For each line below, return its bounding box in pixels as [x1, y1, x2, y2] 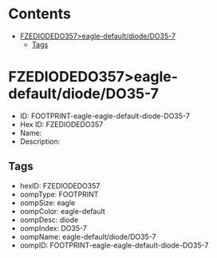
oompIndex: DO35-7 [19, 223, 88, 232]
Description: [19, 137, 61, 146]
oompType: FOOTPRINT [19, 189, 99, 199]
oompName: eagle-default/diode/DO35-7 [19, 232, 156, 241]
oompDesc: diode [19, 215, 79, 224]
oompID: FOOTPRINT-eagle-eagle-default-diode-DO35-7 [19, 240, 209, 250]
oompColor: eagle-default [19, 206, 105, 216]
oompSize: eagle [19, 197, 76, 208]
